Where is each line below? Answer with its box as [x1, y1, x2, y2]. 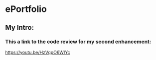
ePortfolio [5, 3, 47, 15]
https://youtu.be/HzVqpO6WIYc [5, 49, 71, 55]
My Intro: [5, 23, 34, 32]
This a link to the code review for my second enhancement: [5, 38, 152, 45]
